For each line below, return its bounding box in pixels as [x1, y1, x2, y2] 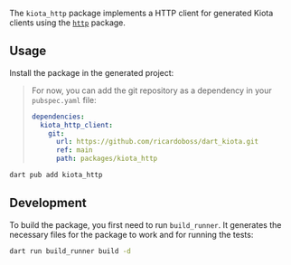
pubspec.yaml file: [31, 94, 97, 105]
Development [9, 195, 88, 211]
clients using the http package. [9, 17, 127, 28]
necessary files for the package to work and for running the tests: [9, 229, 254, 240]
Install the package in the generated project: [9, 67, 174, 78]
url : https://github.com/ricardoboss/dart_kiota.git [55, 137, 259, 147]
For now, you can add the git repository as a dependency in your [31, 85, 273, 96]
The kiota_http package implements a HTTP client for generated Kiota [9, 8, 274, 18]
